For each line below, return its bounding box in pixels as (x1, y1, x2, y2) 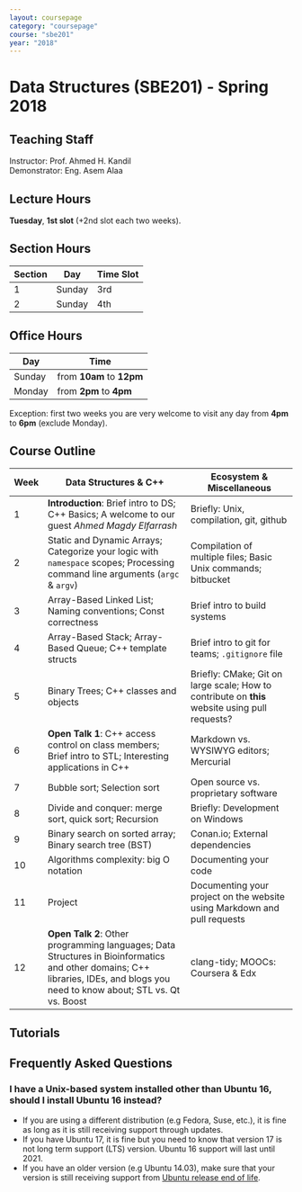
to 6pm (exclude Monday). (9, 417, 108, 428)
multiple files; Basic (190, 551, 272, 563)
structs (48, 653, 77, 666)
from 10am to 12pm (57, 370, 144, 382)
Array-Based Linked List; (48, 593, 155, 605)
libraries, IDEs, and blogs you (48, 972, 171, 985)
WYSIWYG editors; (190, 744, 270, 757)
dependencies (190, 838, 252, 851)
